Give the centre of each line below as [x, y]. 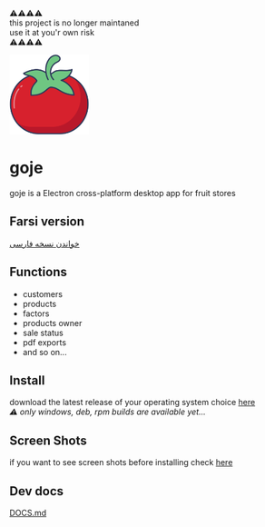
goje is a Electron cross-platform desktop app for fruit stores [123, 193]
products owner [52, 323]
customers [43, 293]
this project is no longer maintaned [74, 23]
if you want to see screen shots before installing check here [121, 462]
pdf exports [44, 342]
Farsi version [47, 222]
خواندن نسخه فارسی [44, 244]
